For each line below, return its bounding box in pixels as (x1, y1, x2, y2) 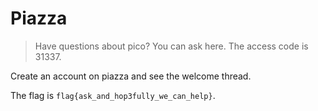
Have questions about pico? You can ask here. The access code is (34, 40, 309, 52)
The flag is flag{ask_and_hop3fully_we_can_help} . (10, 89, 216, 101)
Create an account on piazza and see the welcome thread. (10, 70, 252, 82)
